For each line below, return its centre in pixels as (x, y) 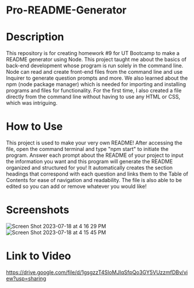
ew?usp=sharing (26, 278)
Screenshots (38, 210)
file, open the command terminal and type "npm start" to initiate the (87, 149)
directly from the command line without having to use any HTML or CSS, (93, 97)
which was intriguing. (32, 103)
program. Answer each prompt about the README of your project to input (95, 155)
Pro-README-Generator (66, 10)
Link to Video (39, 256)
